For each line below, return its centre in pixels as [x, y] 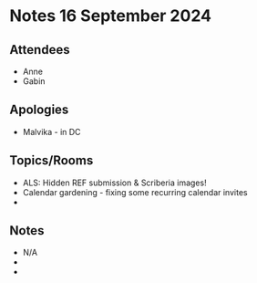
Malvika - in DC [51, 131]
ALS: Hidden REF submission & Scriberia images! [114, 183]
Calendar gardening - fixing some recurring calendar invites [135, 192]
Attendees [40, 50]
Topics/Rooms [51, 161]
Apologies [39, 110]
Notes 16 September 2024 [111, 16]
